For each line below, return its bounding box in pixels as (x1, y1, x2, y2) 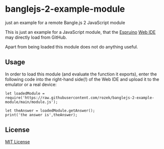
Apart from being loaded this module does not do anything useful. (5, 44, 138, 50)
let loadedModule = (5, 91, 45, 96)
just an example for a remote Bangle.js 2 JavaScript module (5, 20, 125, 25)
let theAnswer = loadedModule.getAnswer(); (5, 108, 95, 113)
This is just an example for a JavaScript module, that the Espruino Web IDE (5, 29, 156, 35)
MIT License (5, 139, 30, 145)
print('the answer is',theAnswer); (5, 112, 78, 117)
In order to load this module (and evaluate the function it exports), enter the (5, 71, 157, 77)
